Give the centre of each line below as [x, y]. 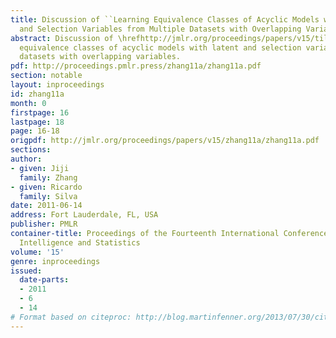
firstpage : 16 [40, 112]
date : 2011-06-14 [46, 206]
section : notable [46, 76]
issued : [26, 271]
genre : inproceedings [55, 261]
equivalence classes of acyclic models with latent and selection [160, 47]
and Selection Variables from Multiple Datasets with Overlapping [160, 29]
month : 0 [28, 103]
